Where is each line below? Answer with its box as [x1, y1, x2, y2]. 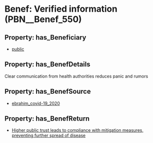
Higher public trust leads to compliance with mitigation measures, [11, 127, 144, 133]
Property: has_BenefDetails [4, 60, 91, 69]
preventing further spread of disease [11, 133, 86, 139]
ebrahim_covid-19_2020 [11, 100, 60, 106]
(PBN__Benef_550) [4, 14, 82, 25]
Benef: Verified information [4, 3, 117, 15]
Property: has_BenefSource [4, 87, 91, 96]
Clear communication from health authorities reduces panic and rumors [4, 73, 148, 79]
